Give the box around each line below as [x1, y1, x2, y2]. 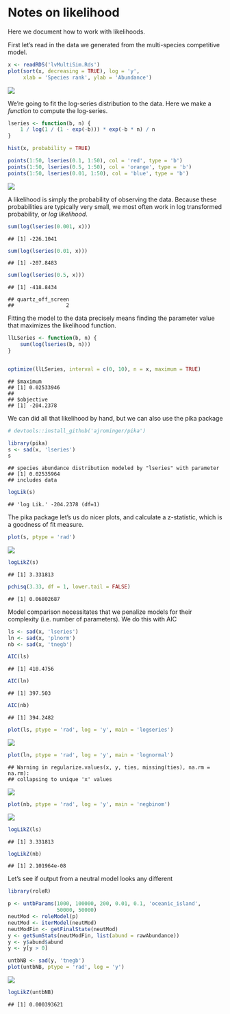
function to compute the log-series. [8, 106, 108, 114]
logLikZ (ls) [8, 826, 42, 833]
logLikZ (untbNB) [8, 989, 54, 996]
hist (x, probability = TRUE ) [8, 145, 91, 152]
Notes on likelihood [8, 5, 120, 21]
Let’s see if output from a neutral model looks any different [8, 875, 173, 883]
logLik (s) [8, 489, 36, 496]
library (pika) [8, 440, 49, 447]
